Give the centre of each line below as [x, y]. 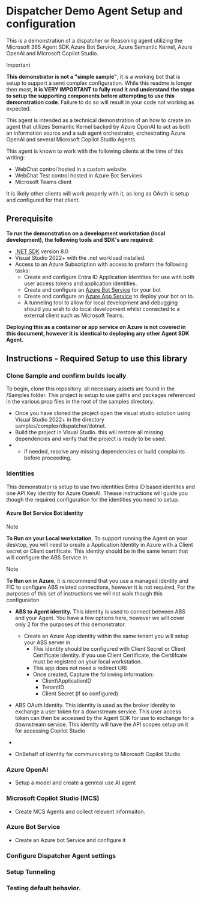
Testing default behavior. [43, 888]
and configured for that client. [43, 200]
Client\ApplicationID [67, 680]
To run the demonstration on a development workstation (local [86, 233]
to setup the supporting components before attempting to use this [91, 96]
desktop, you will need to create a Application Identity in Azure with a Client [100, 544]
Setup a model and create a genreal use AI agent [75, 783]
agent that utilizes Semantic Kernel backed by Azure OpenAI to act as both [98, 126]
